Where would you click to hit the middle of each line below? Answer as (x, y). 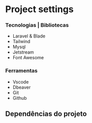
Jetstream (23, 52)
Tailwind (21, 42)
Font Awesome (28, 58)
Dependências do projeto (46, 114)
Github (20, 98)
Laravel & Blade (29, 36)
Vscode (21, 81)
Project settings (39, 9)
